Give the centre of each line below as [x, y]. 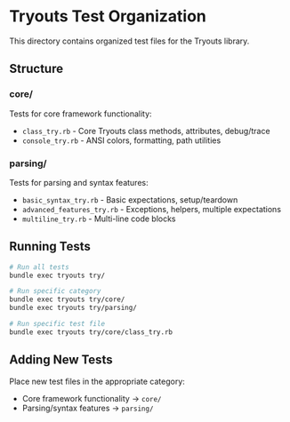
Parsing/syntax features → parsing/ [88, 408]
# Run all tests [39, 267]
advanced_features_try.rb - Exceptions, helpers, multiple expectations [152, 209]
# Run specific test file [57, 324]
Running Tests [50, 247]
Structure [36, 69]
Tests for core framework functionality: [81, 114]
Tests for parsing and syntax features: [79, 182]
